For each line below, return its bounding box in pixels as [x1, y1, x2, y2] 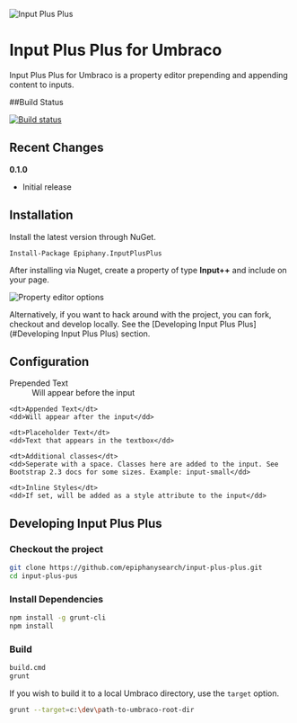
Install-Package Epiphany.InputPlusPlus [9, 248, 163, 258]
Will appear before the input [31, 388, 135, 398]
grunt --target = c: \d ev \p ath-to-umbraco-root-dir [9, 705, 195, 714]
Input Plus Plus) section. [61, 328, 151, 339]
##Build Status [9, 96, 65, 107]
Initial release [22, 181, 72, 192]
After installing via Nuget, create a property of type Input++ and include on [9, 264, 287, 275]
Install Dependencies [9, 593, 104, 605]
